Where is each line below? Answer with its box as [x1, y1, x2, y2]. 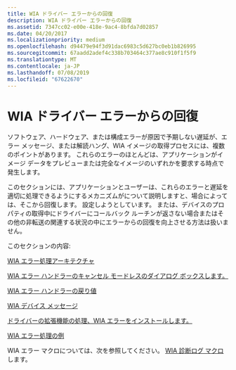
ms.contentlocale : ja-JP [7, 63, 80, 70]
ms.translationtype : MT [7, 56, 77, 63]
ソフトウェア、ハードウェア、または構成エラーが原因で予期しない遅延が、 [7, 133, 221, 141]
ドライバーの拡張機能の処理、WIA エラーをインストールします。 [7, 317, 193, 325]
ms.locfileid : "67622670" [7, 75, 83, 83]
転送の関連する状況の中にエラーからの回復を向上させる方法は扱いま [31, 218, 229, 227]
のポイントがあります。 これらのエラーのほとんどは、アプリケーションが [7, 151, 218, 159]
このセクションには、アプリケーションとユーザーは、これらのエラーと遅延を [7, 183, 229, 191]
